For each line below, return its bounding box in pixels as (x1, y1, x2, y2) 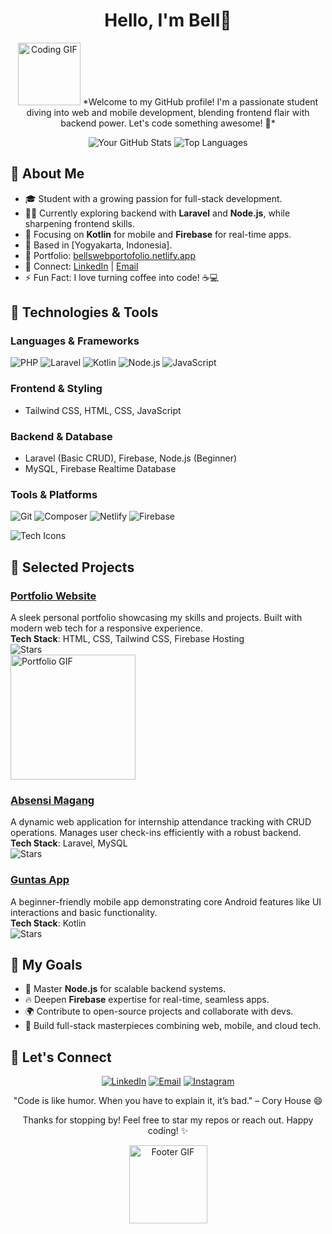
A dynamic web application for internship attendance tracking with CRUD (10, 816, 312, 828)
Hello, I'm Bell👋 (104, 9, 232, 32)
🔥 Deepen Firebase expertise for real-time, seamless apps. (24, 994, 270, 1006)
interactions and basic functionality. (10, 906, 158, 918)
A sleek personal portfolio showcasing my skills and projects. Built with (10, 612, 303, 624)
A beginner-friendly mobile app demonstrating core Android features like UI (10, 895, 322, 908)
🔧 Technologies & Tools (10, 304, 159, 321)
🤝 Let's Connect (10, 1049, 112, 1066)
